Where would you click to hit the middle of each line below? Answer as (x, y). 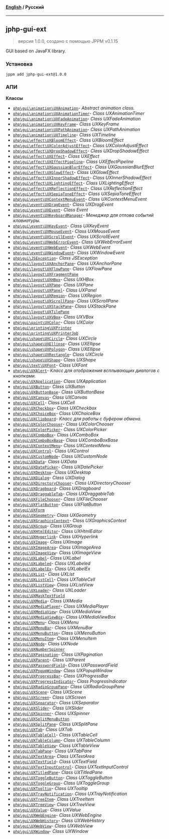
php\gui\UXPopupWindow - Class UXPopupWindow (63, 670)
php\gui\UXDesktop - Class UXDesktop (52, 472)
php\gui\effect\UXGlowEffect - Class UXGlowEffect (66, 172)
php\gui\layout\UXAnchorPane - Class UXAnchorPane (67, 263)
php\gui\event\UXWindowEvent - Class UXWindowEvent (69, 253)
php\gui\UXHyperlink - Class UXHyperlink (55, 536)
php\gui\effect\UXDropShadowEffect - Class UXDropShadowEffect (81, 151)
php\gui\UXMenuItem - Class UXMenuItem (55, 638)
